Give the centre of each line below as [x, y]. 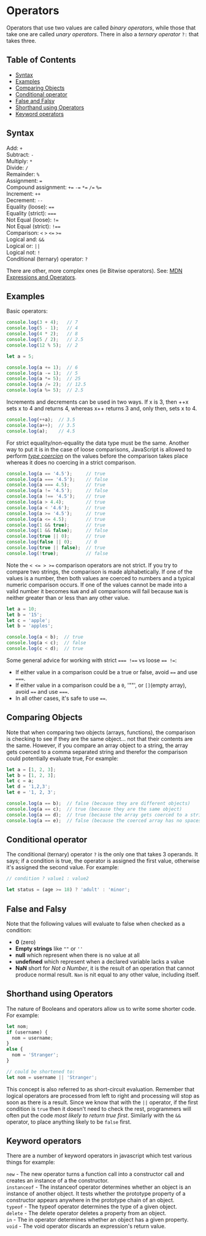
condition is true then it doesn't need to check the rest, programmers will [99, 1108]
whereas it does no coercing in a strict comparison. [71, 462]
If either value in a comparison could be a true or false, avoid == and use [106, 672]
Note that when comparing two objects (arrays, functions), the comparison [101, 732]
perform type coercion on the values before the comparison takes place [97, 456]
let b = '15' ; [25, 615]
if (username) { [27, 1032]
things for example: [31, 1162]
